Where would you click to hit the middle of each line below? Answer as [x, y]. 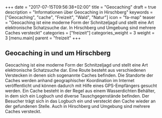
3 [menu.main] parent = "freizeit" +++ [43, 38]
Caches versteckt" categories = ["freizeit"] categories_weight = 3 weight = [80, 33]
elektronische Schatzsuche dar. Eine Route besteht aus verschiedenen [75, 70]
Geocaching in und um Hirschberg [58, 53]
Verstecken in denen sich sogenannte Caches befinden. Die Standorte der [79, 75]
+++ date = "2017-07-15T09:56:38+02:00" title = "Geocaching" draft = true [81, 7]
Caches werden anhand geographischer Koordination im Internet [70, 80]
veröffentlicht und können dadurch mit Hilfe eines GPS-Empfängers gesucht [81, 85]
